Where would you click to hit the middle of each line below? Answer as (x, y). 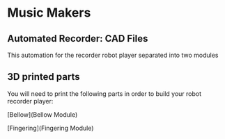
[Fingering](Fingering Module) (51, 128)
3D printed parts (44, 77)
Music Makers (49, 13)
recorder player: (30, 101)
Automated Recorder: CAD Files (78, 39)
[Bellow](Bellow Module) (42, 114)
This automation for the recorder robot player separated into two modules (113, 55)
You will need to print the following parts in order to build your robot (104, 93)
